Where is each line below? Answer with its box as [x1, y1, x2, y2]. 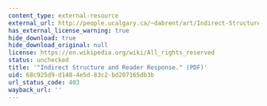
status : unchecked [8, 57, 69, 65]
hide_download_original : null [8, 41, 109, 49]
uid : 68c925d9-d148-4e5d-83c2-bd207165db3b [8, 71, 155, 79]
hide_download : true [8, 33, 77, 42]
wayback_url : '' [8, 85, 62, 94]
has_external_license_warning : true [8, 26, 130, 34]
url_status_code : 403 [8, 78, 80, 86]
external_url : [8, 19, 56, 27]
